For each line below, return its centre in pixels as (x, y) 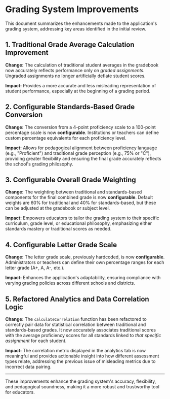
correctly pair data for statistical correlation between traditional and (76, 324)
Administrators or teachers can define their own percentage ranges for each (85, 262)
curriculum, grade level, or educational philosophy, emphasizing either (79, 223)
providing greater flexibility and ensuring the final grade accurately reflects (83, 158)
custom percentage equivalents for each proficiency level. (66, 138)
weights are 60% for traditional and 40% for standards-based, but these (81, 203)
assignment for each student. (36, 341)
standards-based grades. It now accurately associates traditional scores (81, 330)
